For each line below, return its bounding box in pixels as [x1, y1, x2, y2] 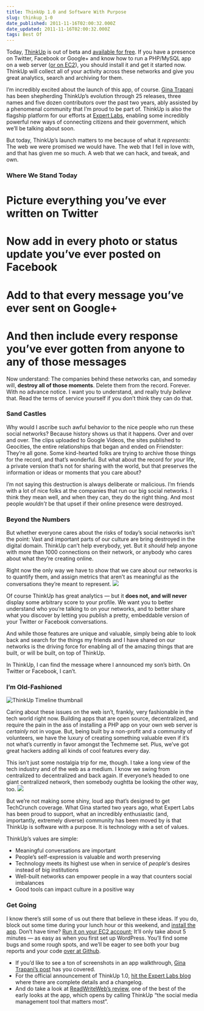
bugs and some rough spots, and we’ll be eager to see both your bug [6, 940, 180, 948]
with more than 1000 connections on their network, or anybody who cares [6, 549, 192, 556]
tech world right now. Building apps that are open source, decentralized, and [6, 715, 199, 722]
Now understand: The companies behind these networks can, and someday [6, 375, 197, 382]
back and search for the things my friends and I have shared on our [6, 636, 175, 644]
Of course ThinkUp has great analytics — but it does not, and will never [6, 592, 188, 600]
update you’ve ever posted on [6, 247, 161, 261]
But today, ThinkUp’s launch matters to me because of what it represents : [6, 136, 191, 144]
